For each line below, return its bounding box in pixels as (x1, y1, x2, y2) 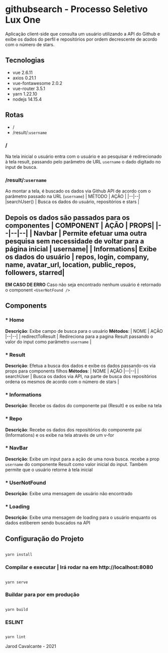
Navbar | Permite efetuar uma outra (33, 229, 147, 237)
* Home (5, 317, 24, 324)
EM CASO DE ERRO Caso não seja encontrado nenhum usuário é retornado (5, 282, 161, 288)
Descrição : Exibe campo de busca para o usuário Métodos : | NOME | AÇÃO (5, 328, 163, 334)
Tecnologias (5, 56, 45, 65)
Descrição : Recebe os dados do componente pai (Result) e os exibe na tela (5, 403, 162, 409)
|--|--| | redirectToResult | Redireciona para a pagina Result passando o (5, 333, 153, 339)
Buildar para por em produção (5, 591, 79, 598)
